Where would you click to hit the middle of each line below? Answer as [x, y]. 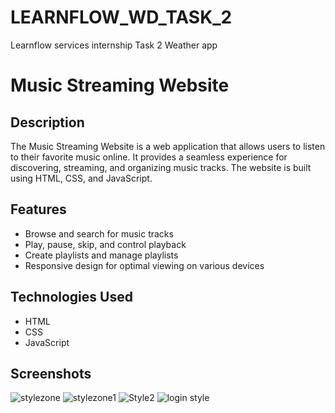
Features [38, 209]
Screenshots [51, 373]
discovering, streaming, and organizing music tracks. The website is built [161, 167]
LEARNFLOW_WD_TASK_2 [121, 17]
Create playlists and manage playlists [101, 255]
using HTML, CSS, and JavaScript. [81, 178]
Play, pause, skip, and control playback [105, 244]
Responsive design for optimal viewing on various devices [144, 265]
